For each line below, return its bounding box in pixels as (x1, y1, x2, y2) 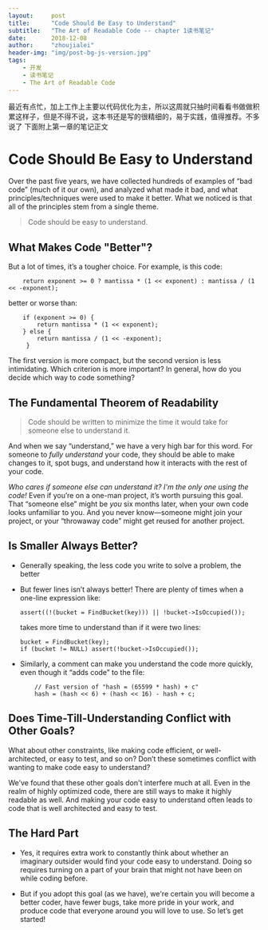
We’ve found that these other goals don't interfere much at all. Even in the (8, 777, 251, 788)
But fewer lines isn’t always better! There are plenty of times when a (19, 585, 244, 594)
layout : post (8, 11, 66, 20)
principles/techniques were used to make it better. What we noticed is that (8, 194, 253, 203)
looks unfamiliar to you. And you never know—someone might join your (8, 508, 243, 517)
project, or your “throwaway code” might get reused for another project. (8, 517, 245, 526)
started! (19, 914, 46, 924)
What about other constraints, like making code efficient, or (8, 745, 203, 755)
